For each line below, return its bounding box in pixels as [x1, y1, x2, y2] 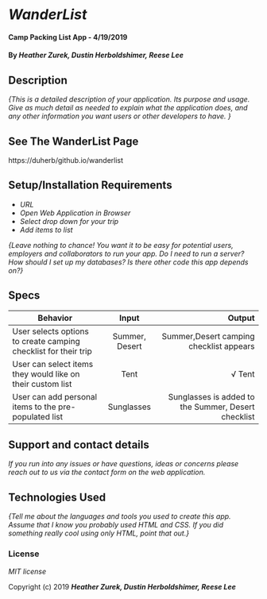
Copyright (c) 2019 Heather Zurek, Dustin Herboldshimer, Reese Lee [8, 582, 237, 591]
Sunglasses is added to [168, 391, 255, 402]
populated [12, 411, 50, 422]
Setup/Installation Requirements [8, 179, 172, 192]
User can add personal [12, 391, 98, 402]
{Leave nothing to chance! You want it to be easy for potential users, [8, 240, 234, 249]
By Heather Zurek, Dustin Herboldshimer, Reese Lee [8, 50, 184, 60]
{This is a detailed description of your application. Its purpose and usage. [8, 95, 250, 104]
